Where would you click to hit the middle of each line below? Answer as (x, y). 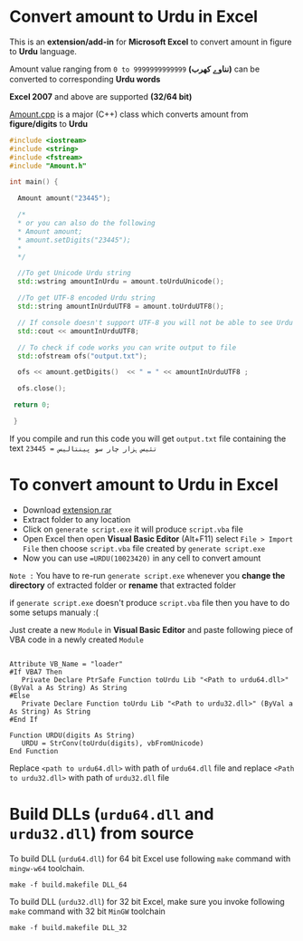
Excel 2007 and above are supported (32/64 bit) (101, 96)
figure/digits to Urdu (49, 123)
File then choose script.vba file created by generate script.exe (144, 548)
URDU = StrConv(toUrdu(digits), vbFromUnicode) (113, 743)
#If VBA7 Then (36, 672)
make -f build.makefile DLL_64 (68, 885)
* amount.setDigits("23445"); (74, 240)
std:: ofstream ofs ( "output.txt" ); (82, 356)
